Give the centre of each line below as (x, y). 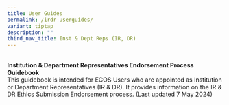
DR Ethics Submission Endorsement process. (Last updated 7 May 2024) (110, 94)
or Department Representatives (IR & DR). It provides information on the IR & (114, 87)
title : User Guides (35, 13)
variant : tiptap (30, 26)
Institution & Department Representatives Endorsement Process (100, 65)
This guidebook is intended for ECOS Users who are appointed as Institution (115, 80)
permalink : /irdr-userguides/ (50, 20)
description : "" (30, 32)
